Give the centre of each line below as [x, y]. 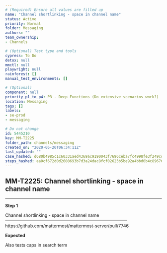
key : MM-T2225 [20, 138]
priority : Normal [23, 24]
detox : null [17, 60]
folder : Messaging [24, 28]
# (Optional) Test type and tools [41, 51]
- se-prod [15, 115]
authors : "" [17, 33]
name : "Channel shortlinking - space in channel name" [63, 14]
